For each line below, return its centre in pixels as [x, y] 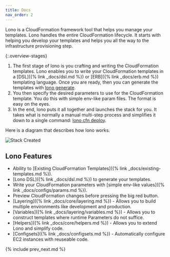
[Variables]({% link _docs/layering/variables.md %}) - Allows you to [84, 212]
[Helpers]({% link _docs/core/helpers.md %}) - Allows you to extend [85, 223]
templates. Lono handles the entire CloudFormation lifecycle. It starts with [83, 35]
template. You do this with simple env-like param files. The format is [84, 98]
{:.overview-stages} [26, 56]
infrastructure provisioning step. [39, 46]
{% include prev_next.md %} [35, 249]
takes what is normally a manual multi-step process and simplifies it [84, 115]
